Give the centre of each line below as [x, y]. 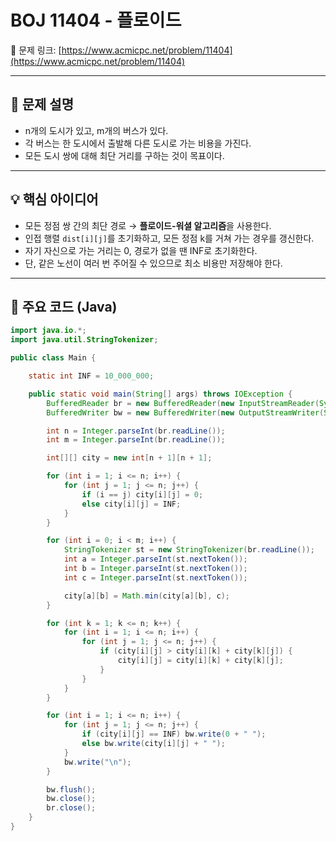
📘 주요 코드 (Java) [64, 306]
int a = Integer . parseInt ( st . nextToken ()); [155, 559]
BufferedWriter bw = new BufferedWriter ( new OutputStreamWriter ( [185, 412]
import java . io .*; [48, 331]
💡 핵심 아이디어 [54, 199]
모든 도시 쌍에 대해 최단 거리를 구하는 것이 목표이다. [124, 155]
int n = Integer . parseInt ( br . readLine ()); [136, 431]
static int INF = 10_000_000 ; [91, 376]
